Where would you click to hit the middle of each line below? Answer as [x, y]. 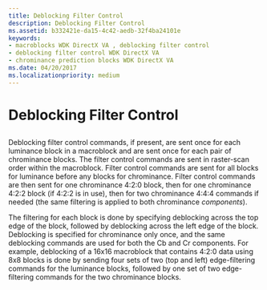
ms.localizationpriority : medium [64, 75]
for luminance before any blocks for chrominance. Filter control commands [132, 176]
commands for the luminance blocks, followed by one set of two [114, 268]
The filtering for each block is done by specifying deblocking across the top [133, 218]
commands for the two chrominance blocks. [109, 277]
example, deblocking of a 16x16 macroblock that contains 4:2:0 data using [131, 252]
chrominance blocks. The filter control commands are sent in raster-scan [129, 159]
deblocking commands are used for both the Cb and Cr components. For [128, 243]
